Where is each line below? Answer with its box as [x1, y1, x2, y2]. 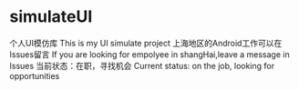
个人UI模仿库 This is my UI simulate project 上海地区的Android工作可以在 [9, 37, 283, 48]
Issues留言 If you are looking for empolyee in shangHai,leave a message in [9, 48, 290, 60]
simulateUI [9, 6, 93, 27]
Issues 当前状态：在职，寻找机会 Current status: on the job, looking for [9, 60, 275, 71]
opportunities [9, 70, 60, 81]
